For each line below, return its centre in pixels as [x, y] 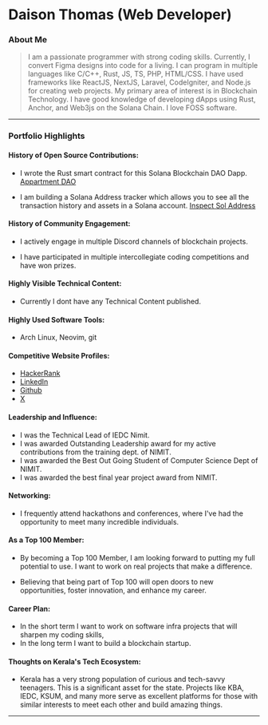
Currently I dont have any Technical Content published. [110, 302]
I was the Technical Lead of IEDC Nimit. [85, 435]
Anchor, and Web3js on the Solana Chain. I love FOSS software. [132, 108]
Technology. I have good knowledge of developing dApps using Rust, [142, 99]
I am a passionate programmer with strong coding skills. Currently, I [139, 57]
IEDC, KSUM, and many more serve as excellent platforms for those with [139, 696]
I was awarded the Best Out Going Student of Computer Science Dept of [139, 460]
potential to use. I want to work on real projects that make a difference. [136, 567]
